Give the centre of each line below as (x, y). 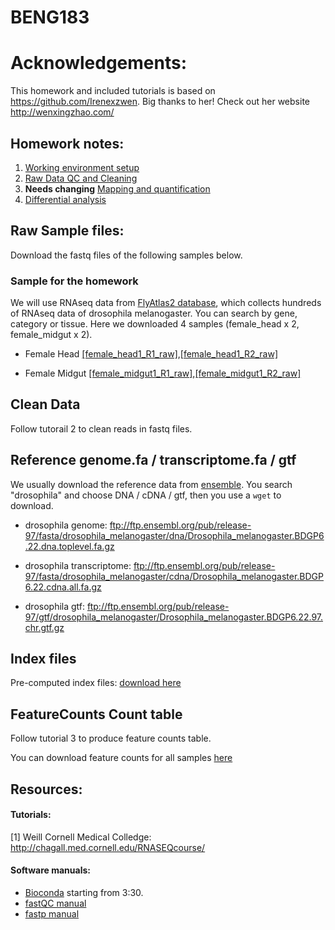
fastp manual (52, 914)
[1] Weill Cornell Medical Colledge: (81, 837)
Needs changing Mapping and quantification (117, 188)
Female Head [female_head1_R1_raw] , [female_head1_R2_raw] (151, 354)
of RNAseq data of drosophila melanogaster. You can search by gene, (154, 313)
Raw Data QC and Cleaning (81, 178)
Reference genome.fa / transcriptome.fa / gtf (153, 460)
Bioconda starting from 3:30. (84, 893)
